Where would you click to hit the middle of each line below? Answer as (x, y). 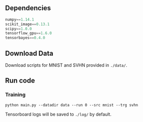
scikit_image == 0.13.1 (27, 24)
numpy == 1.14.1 (20, 19)
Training (15, 95)
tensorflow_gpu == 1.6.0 (28, 33)
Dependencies (28, 8)
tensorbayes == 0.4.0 (25, 38)
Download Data (29, 53)
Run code (20, 81)
